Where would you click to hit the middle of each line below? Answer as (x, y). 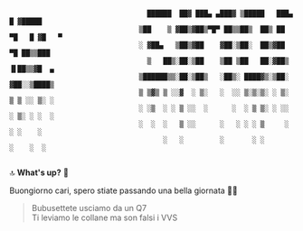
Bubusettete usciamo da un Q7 (89, 208)
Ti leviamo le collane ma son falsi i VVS (104, 217)
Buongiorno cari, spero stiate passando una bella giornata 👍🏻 (123, 190)
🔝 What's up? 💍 (39, 172)
